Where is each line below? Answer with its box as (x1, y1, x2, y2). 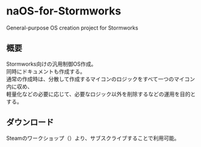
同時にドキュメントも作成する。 (6, 67, 85, 75)
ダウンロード (6, 117, 54, 128)
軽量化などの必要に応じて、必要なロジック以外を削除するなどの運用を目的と (6, 90, 196, 98)
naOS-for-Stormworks (6, 4, 122, 18)
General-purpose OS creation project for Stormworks (6, 24, 138, 31)
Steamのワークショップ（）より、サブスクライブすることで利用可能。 (6, 134, 180, 142)
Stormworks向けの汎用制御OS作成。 (6, 60, 97, 67)
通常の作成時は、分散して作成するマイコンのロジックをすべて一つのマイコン (6, 75, 196, 83)
